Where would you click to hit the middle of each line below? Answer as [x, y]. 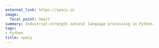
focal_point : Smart [30, 19]
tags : [11, 28]
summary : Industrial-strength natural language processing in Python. [80, 24]
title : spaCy [19, 38]
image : [12, 14]
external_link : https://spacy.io [40, 10]
